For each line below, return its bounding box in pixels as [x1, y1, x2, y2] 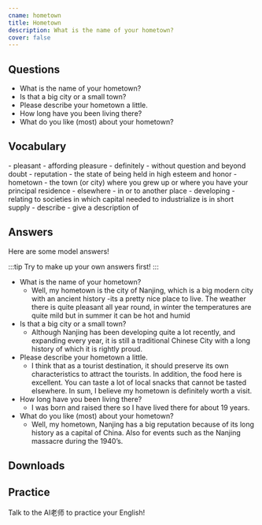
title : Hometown [8, 19, 61, 27]
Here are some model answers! [8, 246, 110, 256]
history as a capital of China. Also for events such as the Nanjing [31, 427, 242, 438]
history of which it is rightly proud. [31, 344, 143, 353]
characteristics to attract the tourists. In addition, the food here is [31, 369, 242, 378]
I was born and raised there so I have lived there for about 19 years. [31, 403, 250, 412]
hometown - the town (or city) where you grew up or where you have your [8, 177, 249, 187]
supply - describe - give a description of [8, 203, 139, 212]
